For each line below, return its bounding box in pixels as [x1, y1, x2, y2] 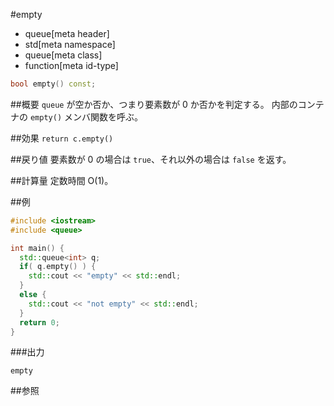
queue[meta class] [24, 49, 103, 61]
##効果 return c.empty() [10, 132, 114, 144]
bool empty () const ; [10, 79, 97, 89]
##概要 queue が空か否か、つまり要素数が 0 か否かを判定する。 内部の [10, 98, 298, 110]
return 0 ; [19, 317, 60, 328]
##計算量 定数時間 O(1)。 [10, 174, 114, 186]
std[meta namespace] [24, 39, 116, 50]
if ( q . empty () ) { [19, 262, 97, 272]
